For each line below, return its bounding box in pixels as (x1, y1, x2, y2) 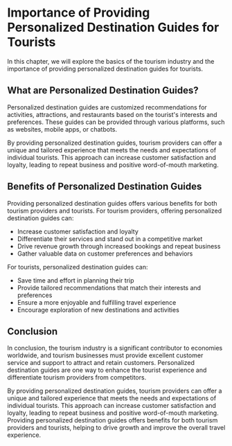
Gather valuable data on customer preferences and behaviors (17, 249, 193, 258)
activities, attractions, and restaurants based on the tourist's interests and (7, 110, 217, 118)
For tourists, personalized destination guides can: (7, 262, 148, 271)
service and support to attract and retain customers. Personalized (7, 359, 195, 367)
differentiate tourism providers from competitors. (7, 373, 147, 382)
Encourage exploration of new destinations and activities (17, 305, 180, 314)
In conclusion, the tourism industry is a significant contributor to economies (7, 344, 223, 353)
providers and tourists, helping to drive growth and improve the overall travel (7, 424, 226, 432)
